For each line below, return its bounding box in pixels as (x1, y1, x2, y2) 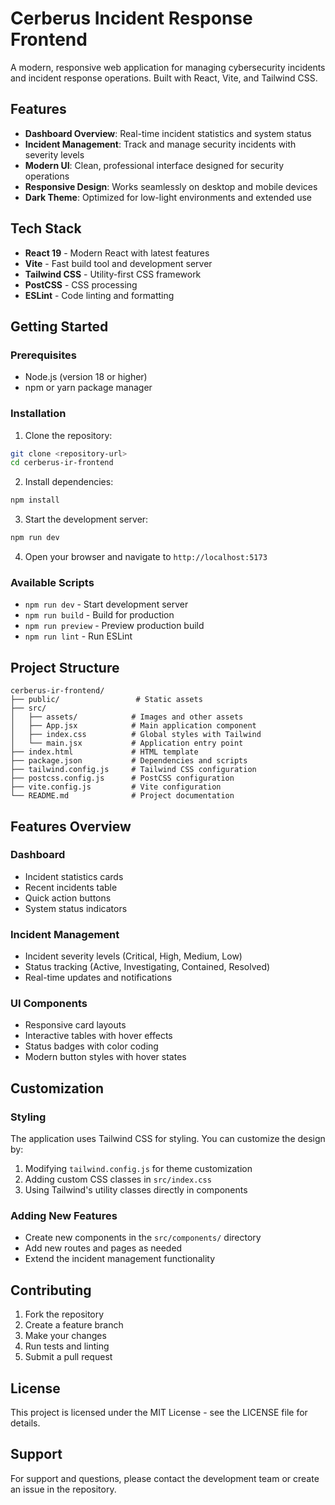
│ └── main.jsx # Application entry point (10, 738, 244, 749)
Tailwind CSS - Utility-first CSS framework (24, 268, 202, 280)
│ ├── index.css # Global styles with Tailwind (10, 730, 262, 740)
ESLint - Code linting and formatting (24, 289, 175, 301)
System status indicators (24, 902, 128, 914)
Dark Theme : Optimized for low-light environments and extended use (24, 191, 312, 203)
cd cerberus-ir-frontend (10, 458, 114, 468)
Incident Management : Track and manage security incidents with (24, 138, 297, 150)
